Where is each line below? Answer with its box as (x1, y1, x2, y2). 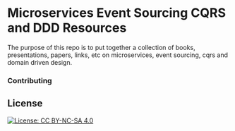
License (7, 97, 43, 110)
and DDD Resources (7, 20, 127, 36)
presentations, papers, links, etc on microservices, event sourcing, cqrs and (7, 51, 228, 59)
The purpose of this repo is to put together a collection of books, (7, 43, 195, 51)
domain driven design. (7, 58, 73, 66)
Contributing (7, 75, 52, 85)
